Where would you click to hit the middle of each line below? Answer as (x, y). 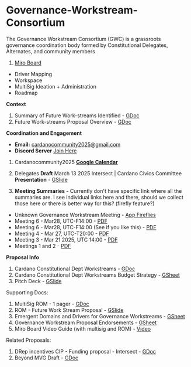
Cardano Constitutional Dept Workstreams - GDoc (75, 269)
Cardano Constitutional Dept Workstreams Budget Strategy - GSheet (97, 275)
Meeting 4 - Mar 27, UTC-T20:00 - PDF (62, 233)
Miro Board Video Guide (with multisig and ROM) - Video (82, 328)
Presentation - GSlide (41, 179)
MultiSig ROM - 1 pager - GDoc (52, 304)
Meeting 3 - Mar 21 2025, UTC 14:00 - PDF (66, 239)
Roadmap (26, 93)
